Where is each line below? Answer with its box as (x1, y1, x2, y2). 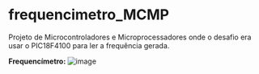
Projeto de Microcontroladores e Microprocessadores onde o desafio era (8, 32, 252, 42)
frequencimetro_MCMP (8, 6, 170, 24)
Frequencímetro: (8, 56, 66, 66)
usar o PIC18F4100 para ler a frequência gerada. (8, 40, 170, 50)
